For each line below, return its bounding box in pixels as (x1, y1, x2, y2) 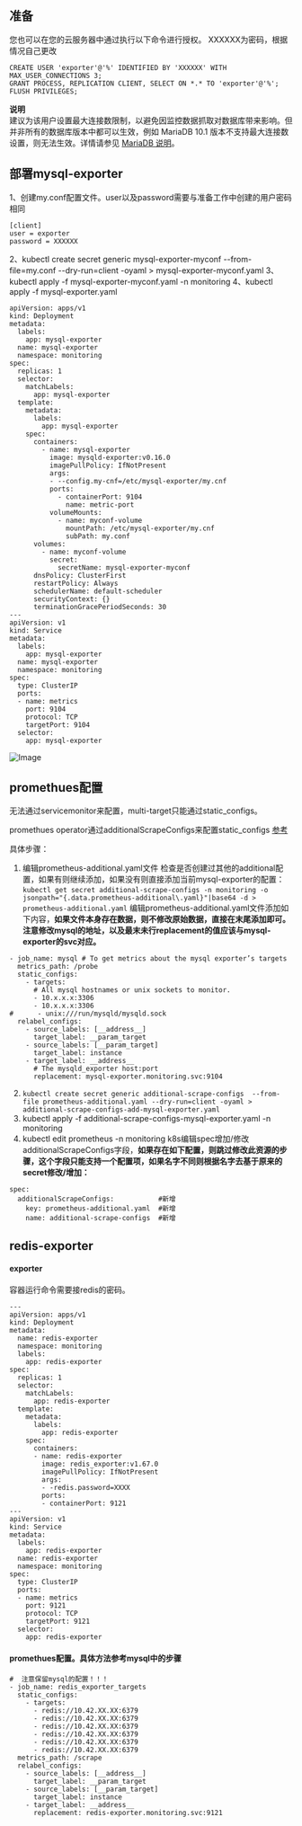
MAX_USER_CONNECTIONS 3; (9, 71, 102, 80)
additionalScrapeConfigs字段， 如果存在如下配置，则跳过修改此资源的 (22, 1145, 280, 1156)
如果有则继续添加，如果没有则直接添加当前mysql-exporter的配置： (38, 874, 285, 885)
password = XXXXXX (9, 236, 78, 245)
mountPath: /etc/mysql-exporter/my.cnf (66, 524, 216, 533)
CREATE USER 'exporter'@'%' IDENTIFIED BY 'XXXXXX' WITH (9, 63, 227, 72)
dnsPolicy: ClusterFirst (32, 571, 127, 580)
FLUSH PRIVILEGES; (9, 86, 78, 96)
